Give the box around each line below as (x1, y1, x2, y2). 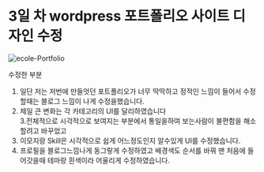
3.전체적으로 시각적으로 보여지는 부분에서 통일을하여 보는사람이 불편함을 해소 (19, 116, 257, 125)
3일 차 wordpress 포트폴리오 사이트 (8, 7, 230, 25)
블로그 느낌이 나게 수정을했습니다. (40, 96, 145, 106)
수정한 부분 (8, 69, 43, 79)
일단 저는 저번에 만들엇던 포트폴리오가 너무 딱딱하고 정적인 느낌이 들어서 (19, 86, 242, 95)
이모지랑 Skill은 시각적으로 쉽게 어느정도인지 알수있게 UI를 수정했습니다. (19, 136, 241, 145)
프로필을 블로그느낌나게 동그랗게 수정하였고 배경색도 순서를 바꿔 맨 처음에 (19, 145, 247, 155)
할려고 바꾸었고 (19, 125, 67, 135)
